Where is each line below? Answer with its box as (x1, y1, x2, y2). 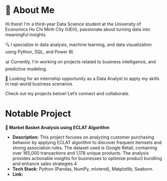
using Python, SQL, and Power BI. (5, 48, 75, 54)
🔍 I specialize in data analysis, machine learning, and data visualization (5, 41, 152, 47)
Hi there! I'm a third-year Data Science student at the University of (5, 21, 141, 27)
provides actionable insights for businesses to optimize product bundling (12, 155, 162, 161)
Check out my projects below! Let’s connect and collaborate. (5, 90, 130, 96)
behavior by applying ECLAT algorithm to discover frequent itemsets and (12, 139, 162, 145)
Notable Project (5, 108, 71, 119)
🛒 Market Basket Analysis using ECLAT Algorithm (5, 124, 110, 130)
